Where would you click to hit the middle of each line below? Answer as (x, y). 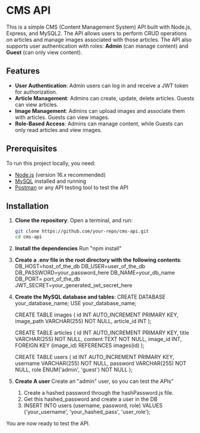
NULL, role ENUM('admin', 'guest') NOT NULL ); (74, 370)
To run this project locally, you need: (51, 163)
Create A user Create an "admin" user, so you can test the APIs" (94, 381)
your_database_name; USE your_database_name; (76, 303)
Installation (27, 206)
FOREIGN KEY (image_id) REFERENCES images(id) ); (80, 346)
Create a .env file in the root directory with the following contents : (98, 260)
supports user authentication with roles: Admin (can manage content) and (97, 46)
